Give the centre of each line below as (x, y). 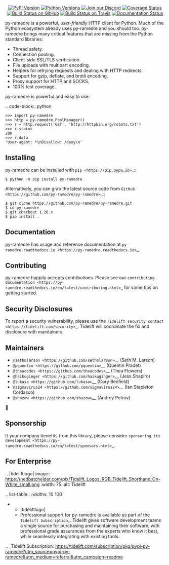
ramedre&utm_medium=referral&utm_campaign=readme (64, 557)
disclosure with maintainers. (35, 332)
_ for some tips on (139, 288)
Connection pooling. (34, 54)
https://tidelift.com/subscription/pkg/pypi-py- (102, 546)
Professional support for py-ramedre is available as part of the (85, 515)
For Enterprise (28, 461)
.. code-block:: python (28, 106)
